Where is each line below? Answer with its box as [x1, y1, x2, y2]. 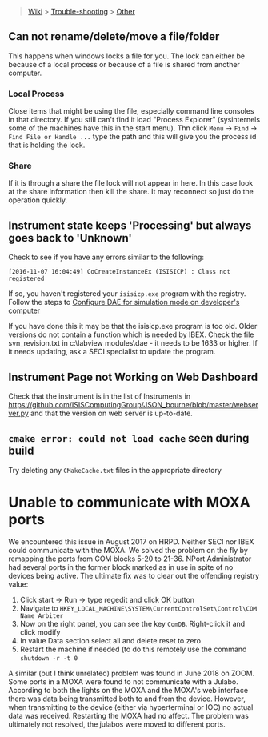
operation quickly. [8, 195, 68, 205]
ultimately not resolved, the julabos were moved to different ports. [8, 719, 226, 729]
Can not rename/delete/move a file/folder [8, 30, 220, 43]
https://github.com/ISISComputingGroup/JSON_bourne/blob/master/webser [8, 400, 258, 410]
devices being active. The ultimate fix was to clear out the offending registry [8, 571, 260, 580]
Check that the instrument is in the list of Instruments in [8, 391, 191, 401]
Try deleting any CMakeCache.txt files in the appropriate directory [8, 465, 222, 475]
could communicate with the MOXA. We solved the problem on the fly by [8, 545, 248, 555]
